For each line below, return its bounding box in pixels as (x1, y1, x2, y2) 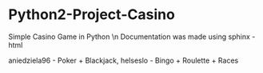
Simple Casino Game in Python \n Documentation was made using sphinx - (8, 32, 256, 41)
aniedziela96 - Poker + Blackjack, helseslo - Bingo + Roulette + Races (8, 56, 239, 65)
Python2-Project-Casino (8, 6, 176, 24)
